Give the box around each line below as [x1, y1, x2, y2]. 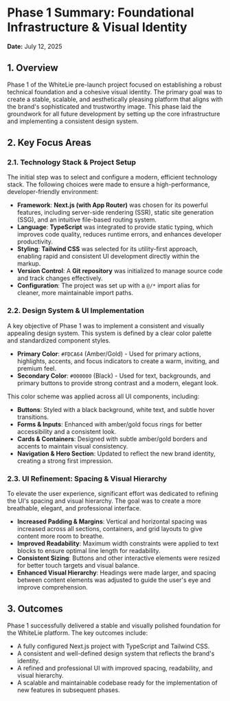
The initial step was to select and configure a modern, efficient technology [7, 173, 218, 182]
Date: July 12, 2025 [7, 42, 63, 50]
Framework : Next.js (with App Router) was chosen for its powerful [16, 201, 208, 209]
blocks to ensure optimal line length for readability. [16, 547, 161, 555]
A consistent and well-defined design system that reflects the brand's [16, 649, 215, 658]
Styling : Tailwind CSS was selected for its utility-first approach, [16, 245, 198, 253]
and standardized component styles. [7, 336, 111, 345]
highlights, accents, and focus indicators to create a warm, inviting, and [16, 356, 220, 365]
